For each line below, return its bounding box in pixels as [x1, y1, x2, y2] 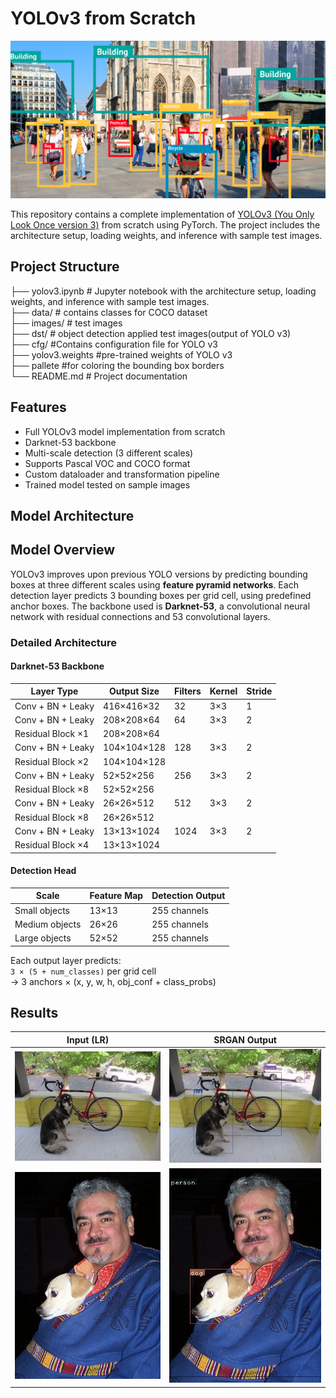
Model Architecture [10, 507, 135, 524]
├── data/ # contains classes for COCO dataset [10, 306, 208, 318]
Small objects [14, 904, 70, 916]
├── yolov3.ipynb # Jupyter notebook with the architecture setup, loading [10, 285, 317, 297]
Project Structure [10, 258, 120, 276]
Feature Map [89, 890, 144, 902]
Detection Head [10, 865, 77, 877]
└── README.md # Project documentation [10, 370, 188, 382]
